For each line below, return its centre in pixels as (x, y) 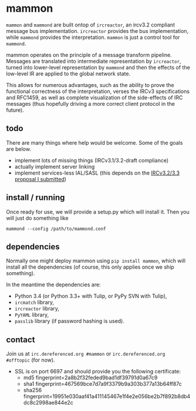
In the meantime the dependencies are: (53, 285)
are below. (18, 149)
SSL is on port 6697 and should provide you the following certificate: (97, 372)
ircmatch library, (34, 302)
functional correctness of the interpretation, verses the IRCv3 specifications (98, 91)
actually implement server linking (55, 166)
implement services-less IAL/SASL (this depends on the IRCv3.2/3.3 (97, 173)
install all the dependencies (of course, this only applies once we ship (90, 267)
